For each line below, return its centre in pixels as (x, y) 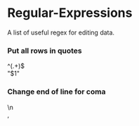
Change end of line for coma (57, 92)
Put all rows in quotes (45, 51)
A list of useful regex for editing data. (61, 32)
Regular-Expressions (70, 13)
